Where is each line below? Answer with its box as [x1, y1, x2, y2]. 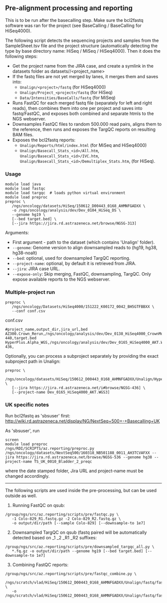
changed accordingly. [5, 473, 50, 479]
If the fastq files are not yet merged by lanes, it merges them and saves [12, 73, 159, 79]
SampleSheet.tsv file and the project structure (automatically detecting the [5, 42, 158, 49]
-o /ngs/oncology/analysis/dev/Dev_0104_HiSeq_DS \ [11, 208, 121, 213]
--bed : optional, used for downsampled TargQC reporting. [12, 255, 131, 261]
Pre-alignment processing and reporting [5, 4, 133, 12]
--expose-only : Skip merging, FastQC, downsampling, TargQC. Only [12, 271, 152, 277]
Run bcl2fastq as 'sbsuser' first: [5, 412, 71, 418]
